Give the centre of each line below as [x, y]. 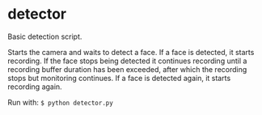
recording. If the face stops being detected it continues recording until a [127, 61]
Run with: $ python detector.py [61, 102]
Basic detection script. [45, 36]
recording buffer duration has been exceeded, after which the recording [127, 69]
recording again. [35, 87]
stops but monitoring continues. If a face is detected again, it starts [119, 78]
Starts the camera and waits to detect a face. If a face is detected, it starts [131, 52]
